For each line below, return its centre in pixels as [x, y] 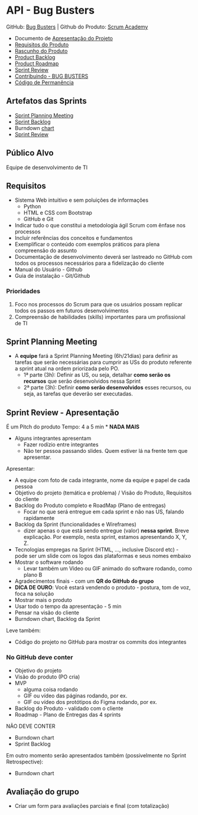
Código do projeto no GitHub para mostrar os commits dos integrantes [100, 642]
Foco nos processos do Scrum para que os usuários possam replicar [98, 304]
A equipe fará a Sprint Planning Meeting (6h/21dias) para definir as [96, 356]
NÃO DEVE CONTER [31, 726]
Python [32, 207]
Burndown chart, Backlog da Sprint [57, 619]
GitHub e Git [38, 219]
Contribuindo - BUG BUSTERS [51, 76]
